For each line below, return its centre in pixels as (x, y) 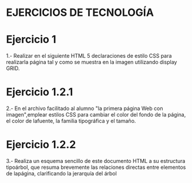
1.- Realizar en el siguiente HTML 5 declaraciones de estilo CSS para (89, 56)
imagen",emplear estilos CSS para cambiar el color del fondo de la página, (96, 115)
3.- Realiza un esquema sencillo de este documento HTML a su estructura (96, 161)
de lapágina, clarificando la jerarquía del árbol (62, 173)
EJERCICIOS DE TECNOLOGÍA (80, 13)
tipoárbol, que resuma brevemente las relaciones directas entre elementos (96, 167)
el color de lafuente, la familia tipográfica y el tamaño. (71, 121)
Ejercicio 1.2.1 (40, 92)
